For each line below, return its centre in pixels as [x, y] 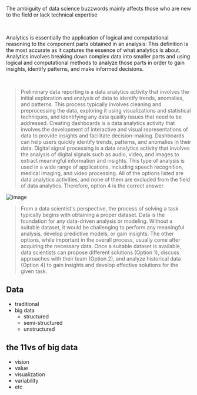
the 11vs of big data [42, 348]
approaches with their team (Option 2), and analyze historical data [101, 259]
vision [22, 361]
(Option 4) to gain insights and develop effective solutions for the [99, 265]
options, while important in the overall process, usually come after [100, 240]
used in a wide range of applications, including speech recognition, [102, 167]
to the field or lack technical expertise [52, 15]
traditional [27, 304]
